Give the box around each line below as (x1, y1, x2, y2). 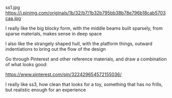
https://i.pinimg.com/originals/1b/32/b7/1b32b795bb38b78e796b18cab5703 (5, 10, 166, 16)
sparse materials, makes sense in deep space (5, 31, 102, 36)
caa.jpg (5, 15, 22, 21)
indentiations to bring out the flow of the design (5, 46, 106, 52)
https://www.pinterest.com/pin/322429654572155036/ (5, 71, 122, 77)
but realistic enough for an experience (5, 87, 86, 93)
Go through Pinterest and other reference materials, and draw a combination (5, 56, 167, 62)
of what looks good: (5, 62, 48, 67)
